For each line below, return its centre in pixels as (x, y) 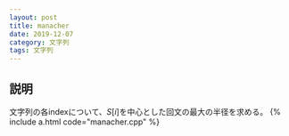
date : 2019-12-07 (41, 34)
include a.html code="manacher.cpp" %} (85, 122)
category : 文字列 (39, 42)
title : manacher (39, 26)
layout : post (33, 17)
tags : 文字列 (31, 51)
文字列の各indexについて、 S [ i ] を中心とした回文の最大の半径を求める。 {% (145, 111)
